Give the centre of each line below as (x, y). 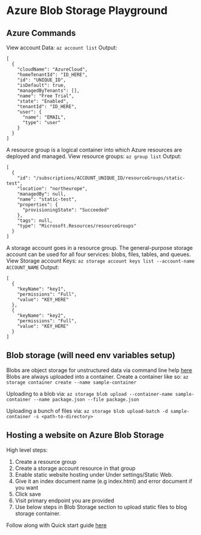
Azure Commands (41, 33)
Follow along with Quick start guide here (57, 525)
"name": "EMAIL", (44, 117)
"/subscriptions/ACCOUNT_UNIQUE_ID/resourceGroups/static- (109, 178)
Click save (28, 494)
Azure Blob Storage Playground (87, 11)
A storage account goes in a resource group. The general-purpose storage (100, 248)
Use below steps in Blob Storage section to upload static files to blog (101, 507)
